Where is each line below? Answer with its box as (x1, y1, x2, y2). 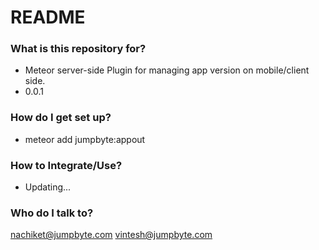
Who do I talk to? (10, 206, 94, 220)
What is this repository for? (10, 42, 147, 56)
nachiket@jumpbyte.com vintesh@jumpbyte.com (10, 229, 213, 241)
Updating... (24, 181, 72, 193)
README (10, 6, 86, 29)
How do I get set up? (10, 111, 112, 125)
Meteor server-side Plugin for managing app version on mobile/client (24, 64, 310, 76)
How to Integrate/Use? (10, 158, 123, 172)
